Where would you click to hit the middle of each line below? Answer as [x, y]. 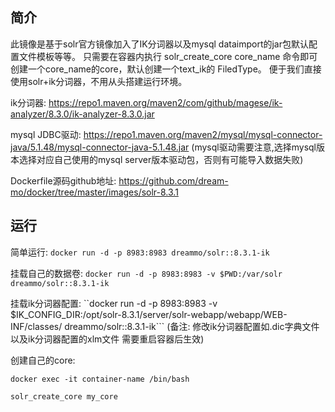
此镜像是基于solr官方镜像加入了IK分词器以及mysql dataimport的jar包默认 [159, 44]
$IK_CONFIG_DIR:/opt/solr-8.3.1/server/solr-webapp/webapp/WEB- [149, 314]
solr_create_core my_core [64, 396]
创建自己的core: [43, 360]
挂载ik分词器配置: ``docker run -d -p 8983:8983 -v [114, 303]
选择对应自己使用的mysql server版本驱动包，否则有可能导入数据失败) [161, 159]
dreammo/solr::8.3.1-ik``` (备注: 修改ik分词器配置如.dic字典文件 [192, 326]
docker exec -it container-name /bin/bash [100, 379]
